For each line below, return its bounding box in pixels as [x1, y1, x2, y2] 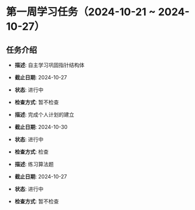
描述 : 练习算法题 [14, 161, 54, 167]
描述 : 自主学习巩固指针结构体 [14, 62, 85, 68]
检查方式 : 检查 [14, 148, 49, 155]
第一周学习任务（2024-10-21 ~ [6, 5, 156, 19]
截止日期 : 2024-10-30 [14, 124, 68, 130]
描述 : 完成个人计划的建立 [14, 111, 74, 118]
